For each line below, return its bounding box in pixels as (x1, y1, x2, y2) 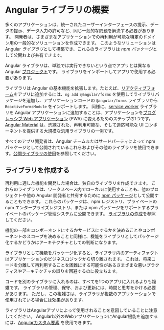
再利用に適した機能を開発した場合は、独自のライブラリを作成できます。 (5, 180, 151, 186)
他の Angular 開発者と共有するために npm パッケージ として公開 (26, 192, 155, 198)
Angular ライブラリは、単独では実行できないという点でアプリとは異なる (5, 62, 151, 68)
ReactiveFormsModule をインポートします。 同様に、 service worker (5, 103, 139, 109)
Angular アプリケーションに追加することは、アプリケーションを (14, 110, 143, 115)
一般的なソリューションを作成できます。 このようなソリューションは (18, 40, 156, 45)
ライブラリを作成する (5, 166, 70, 175)
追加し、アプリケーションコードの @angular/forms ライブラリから (26, 97, 158, 103)
